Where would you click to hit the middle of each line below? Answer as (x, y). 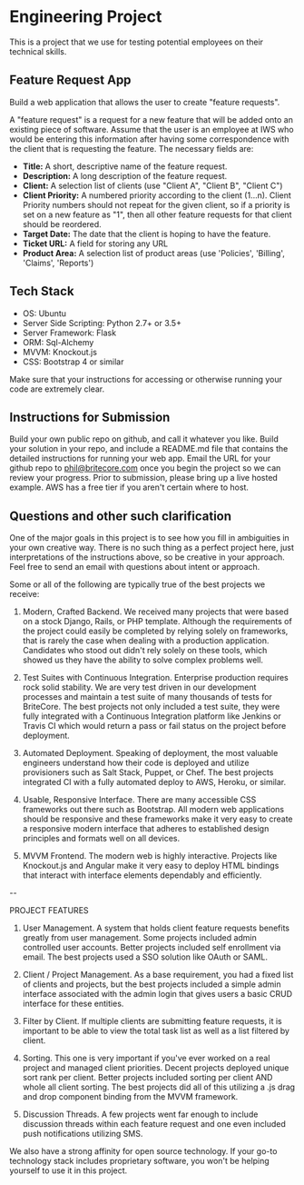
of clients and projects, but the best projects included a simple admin (152, 984)
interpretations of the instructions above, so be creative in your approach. (147, 557)
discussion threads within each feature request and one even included (154, 1124)
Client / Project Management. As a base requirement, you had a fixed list (158, 975)
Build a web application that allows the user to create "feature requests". (145, 102)
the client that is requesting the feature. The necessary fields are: (132, 148)
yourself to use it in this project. (69, 1170)
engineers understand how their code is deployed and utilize (136, 763)
